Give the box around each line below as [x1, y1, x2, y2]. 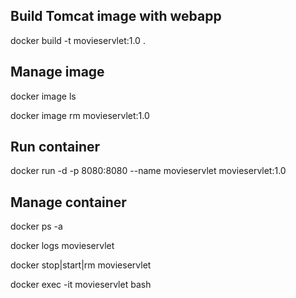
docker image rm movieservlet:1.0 [10, 109, 150, 121]
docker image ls [10, 90, 77, 102]
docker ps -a [10, 220, 63, 233]
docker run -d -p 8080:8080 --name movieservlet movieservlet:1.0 [10, 165, 287, 177]
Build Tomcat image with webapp [10, 8, 222, 25]
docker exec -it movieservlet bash [10, 279, 152, 291]
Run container [10, 139, 101, 156]
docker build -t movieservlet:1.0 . [10, 34, 146, 46]
